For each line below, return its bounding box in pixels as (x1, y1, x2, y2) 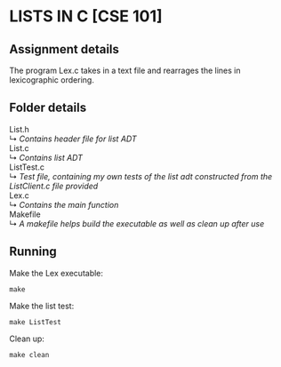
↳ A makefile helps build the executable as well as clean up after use (9, 218, 265, 228)
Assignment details (9, 42, 120, 57)
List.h (9, 124, 29, 134)
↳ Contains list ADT (9, 152, 83, 163)
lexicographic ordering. (9, 75, 95, 85)
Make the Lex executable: (9, 267, 104, 278)
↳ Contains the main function (9, 199, 119, 210)
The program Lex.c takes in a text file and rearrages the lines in (9, 65, 241, 76)
